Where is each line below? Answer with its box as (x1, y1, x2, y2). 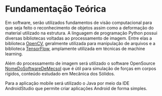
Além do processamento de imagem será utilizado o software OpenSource (5, 60, 156, 66)
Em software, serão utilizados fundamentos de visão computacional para (5, 20, 152, 25)
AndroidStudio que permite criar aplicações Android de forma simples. (5, 85, 148, 91)
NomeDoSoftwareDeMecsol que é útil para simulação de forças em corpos (5, 65, 157, 72)
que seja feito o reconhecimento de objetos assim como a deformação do (5, 24, 154, 30)
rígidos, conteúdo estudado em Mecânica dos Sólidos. (5, 71, 115, 76)
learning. (5, 50, 23, 57)
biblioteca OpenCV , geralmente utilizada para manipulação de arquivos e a (5, 40, 156, 46)
